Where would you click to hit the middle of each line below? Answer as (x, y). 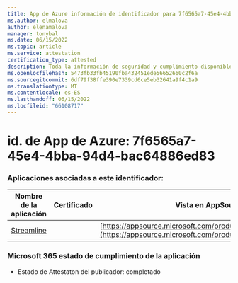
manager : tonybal (33, 34)
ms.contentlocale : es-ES (44, 93)
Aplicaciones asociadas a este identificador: (86, 178)
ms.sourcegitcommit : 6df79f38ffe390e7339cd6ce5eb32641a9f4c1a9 (103, 80)
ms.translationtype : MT (42, 86)
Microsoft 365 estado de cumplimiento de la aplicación (104, 256)
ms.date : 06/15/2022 (38, 40)
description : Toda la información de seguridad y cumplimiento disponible (120, 67)
